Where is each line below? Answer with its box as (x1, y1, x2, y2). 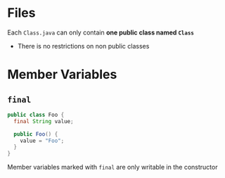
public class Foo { (7, 111, 65, 118)
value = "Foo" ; (20, 137, 65, 144)
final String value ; (13, 117, 74, 125)
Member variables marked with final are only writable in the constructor (7, 163, 218, 172)
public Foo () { (13, 130, 58, 138)
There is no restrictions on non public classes (17, 42, 150, 50)
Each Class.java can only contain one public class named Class (7, 28, 195, 37)
